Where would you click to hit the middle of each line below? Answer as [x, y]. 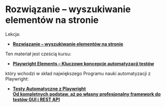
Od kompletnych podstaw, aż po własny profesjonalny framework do [87, 94]
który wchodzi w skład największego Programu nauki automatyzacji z [78, 73]
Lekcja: [13, 34]
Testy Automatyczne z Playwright [49, 88]
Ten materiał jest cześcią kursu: [38, 54]
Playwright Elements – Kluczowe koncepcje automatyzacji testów [83, 63]
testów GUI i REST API [36, 99]
